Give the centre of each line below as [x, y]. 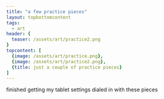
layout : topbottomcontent [38, 17]
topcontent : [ [24, 51]
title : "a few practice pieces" [47, 12]
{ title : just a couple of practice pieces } [67, 67]
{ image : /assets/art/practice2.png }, [59, 61]
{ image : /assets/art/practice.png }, [57, 56]
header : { [19, 34]
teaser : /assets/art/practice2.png [56, 39]
